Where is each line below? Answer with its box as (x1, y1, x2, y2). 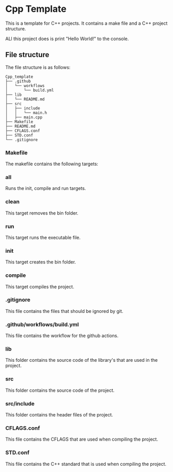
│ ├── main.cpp (5, 114, 43, 120)
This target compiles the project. (5, 284, 75, 290)
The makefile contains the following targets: (5, 161, 99, 167)
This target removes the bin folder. (5, 209, 79, 216)
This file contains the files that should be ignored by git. (5, 308, 124, 314)
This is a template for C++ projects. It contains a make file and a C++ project (5, 20, 168, 26)
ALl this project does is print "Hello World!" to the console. (5, 36, 129, 42)
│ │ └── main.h (5, 110, 47, 115)
